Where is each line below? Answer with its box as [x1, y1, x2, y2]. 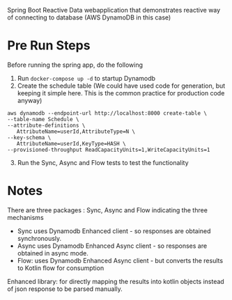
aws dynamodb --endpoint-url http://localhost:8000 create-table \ [7, 109, 208, 117]
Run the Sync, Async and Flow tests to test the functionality [17, 158, 190, 166]
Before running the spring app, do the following [7, 61, 144, 69]
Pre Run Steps [7, 38, 91, 54]
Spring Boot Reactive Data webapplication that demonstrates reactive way [7, 6, 221, 14]
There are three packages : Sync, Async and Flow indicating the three [7, 205, 208, 214]
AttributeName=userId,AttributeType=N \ [16, 128, 136, 135]
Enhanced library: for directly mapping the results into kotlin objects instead [7, 277, 224, 285]
